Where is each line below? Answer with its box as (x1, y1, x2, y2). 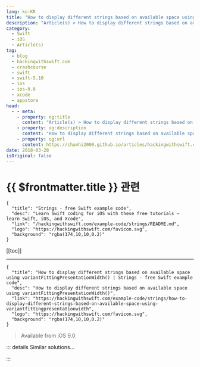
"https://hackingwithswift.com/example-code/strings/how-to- (32, 296, 187, 301)
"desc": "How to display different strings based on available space (11, 285, 187, 291)
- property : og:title (17, 114, 70, 120)
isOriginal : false (6, 153, 52, 158)
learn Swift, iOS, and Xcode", (6, 216, 84, 222)
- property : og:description (17, 125, 86, 131)
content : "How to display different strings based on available (21, 130, 185, 137)
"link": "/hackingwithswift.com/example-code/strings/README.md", (11, 221, 180, 227)
